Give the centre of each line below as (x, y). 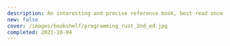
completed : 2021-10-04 (40, 32)
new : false (23, 20)
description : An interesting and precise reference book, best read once (115, 13)
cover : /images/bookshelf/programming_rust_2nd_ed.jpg (87, 26)
